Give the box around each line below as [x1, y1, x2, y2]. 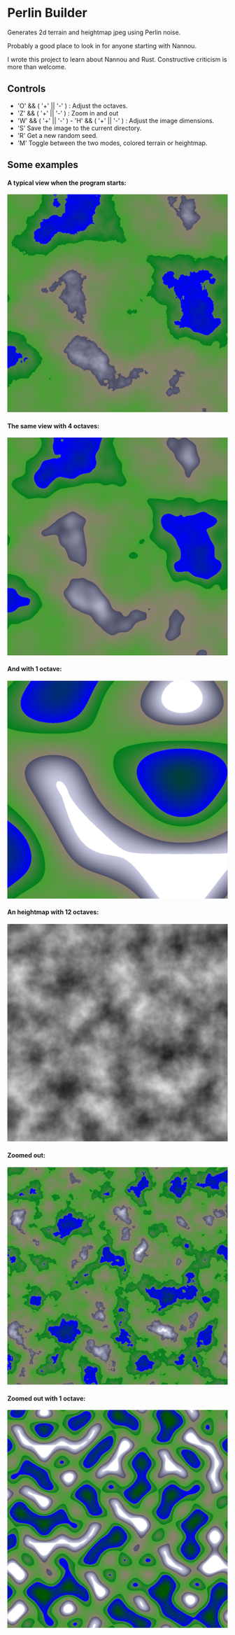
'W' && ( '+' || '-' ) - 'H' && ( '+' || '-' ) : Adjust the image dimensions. [17, 116, 215, 125]
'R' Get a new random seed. [17, 131, 98, 139]
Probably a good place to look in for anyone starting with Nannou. [7, 41, 197, 50]
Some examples [7, 159, 79, 171]
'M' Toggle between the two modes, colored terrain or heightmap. [17, 139, 208, 147]
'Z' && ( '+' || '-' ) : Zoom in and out [17, 108, 119, 117]
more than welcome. [7, 62, 66, 71]
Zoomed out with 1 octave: [7, 1394, 86, 1403]
